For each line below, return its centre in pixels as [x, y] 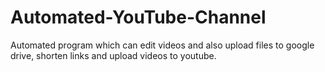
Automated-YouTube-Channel [138, 17]
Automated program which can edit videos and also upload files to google [162, 45]
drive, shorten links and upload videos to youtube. [113, 55]
